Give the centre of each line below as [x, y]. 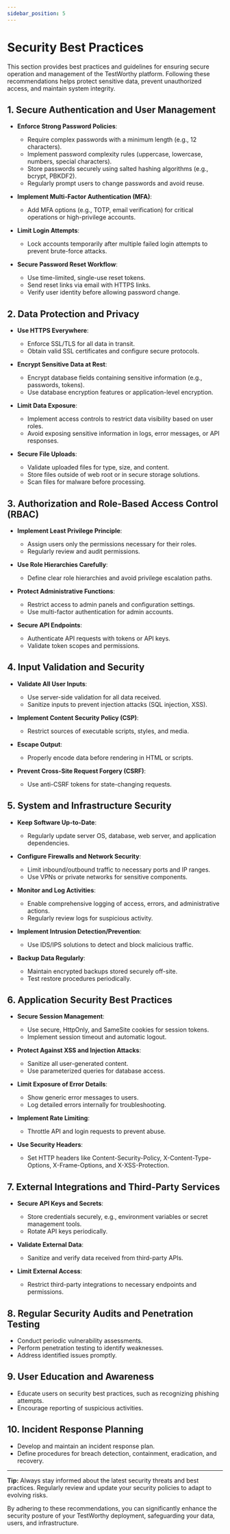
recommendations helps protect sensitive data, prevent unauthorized [104, 81]
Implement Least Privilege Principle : [69, 531]
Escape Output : [40, 744]
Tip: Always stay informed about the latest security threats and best [103, 1480]
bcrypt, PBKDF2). [52, 176]
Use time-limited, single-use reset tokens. [86, 278]
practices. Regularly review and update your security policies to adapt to [110, 1487]
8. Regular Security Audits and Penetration [100, 1313]
